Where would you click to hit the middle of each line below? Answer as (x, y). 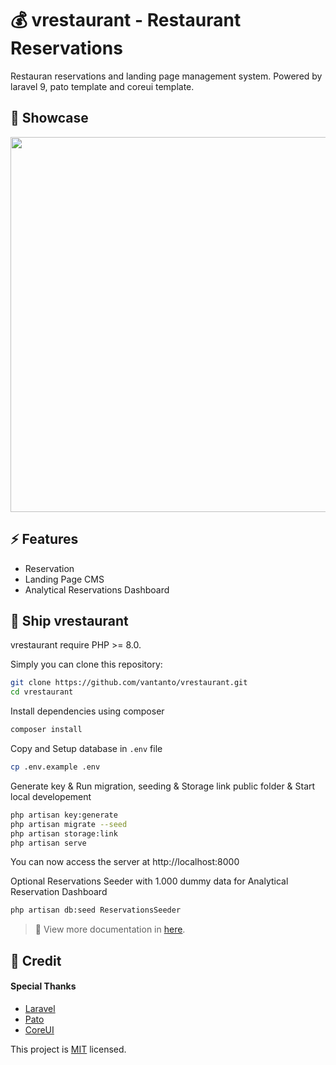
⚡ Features (44, 539)
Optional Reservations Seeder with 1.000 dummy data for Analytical (149, 881)
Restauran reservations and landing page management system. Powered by (166, 76)
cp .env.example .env (55, 767)
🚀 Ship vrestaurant (69, 620)
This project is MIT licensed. (68, 1049)
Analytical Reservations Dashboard (97, 589)
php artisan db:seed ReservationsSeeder (96, 910)
